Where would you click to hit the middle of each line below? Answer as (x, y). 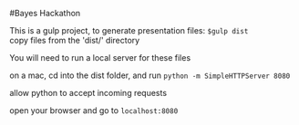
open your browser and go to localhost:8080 (94, 111)
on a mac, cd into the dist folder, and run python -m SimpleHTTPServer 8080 (150, 75)
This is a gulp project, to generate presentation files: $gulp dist (129, 30)
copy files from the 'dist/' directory (75, 40)
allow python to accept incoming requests (88, 93)
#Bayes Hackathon (45, 13)
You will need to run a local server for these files (100, 58)
